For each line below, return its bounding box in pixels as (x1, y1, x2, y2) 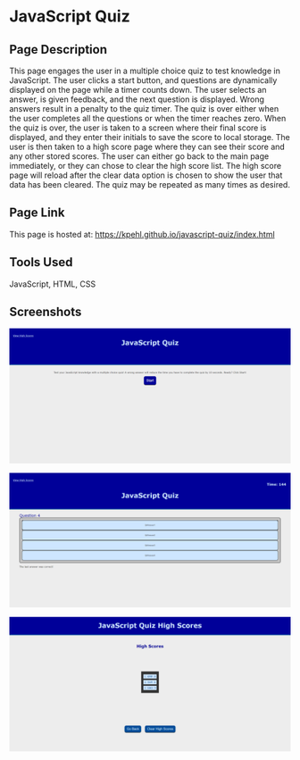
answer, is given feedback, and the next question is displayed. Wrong (9, 94, 265, 104)
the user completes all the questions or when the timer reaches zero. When (9, 113, 287, 123)
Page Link (9, 205, 65, 221)
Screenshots (9, 305, 82, 320)
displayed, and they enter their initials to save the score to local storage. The (9, 132, 290, 142)
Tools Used (9, 255, 73, 270)
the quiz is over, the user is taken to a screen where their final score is (9, 122, 267, 133)
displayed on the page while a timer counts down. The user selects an (9, 85, 267, 95)
